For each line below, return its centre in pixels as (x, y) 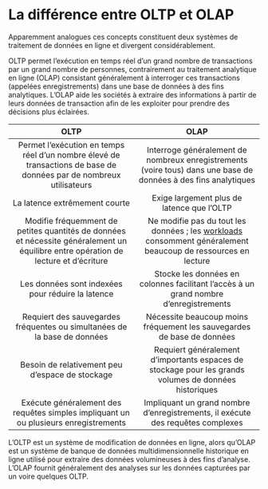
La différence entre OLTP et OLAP (121, 15)
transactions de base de (71, 165)
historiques (197, 389)
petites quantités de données (71, 231)
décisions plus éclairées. (49, 111)
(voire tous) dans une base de (197, 169)
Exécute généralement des (71, 403)
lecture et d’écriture (71, 260)
